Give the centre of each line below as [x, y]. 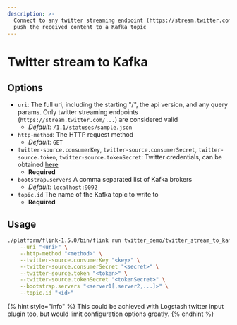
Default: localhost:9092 [62, 187]
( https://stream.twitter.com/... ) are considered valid [98, 120]
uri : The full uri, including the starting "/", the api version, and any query [122, 105]
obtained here [38, 165]
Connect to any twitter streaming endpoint [78, 20]
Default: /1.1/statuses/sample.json [80, 127]
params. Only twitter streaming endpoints [78, 112]
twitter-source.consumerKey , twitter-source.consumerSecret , [107, 149]
